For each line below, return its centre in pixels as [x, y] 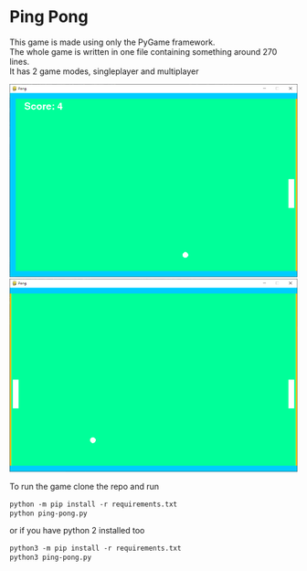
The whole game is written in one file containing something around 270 [143, 51]
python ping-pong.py [49, 513]
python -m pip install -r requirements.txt [94, 504]
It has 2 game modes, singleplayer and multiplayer [104, 71]
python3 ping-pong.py [51, 557]
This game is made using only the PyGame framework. [112, 42]
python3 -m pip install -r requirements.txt [95, 548]
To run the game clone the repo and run [85, 486]
